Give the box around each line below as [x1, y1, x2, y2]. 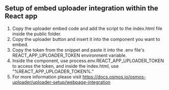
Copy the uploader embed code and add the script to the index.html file [12, 25, 162, 31]
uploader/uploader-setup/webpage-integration [12, 79, 110, 85]
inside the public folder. [12, 30, 62, 37]
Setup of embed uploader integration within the [5, 4, 158, 13]
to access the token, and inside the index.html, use [12, 63, 119, 69]
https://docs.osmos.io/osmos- [82, 73, 146, 80]
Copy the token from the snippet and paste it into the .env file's [12, 47, 145, 53]
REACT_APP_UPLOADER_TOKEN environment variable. [12, 52, 127, 58]
